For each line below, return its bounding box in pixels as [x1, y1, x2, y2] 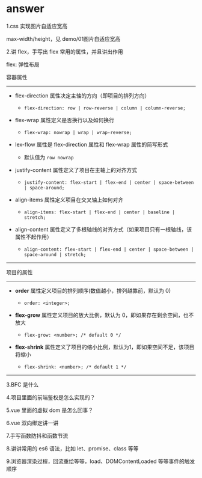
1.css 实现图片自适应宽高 [6, 22, 68, 29]
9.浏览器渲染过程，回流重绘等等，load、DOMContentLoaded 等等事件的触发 [6, 458, 195, 465]
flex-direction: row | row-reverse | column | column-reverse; [23, 105, 186, 111]
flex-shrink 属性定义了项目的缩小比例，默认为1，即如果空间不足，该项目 [14, 343, 195, 351]
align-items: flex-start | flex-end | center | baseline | [23, 209, 176, 215]
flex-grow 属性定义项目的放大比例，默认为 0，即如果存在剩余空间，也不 [14, 311, 194, 319]
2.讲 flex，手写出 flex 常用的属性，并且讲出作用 [6, 47, 123, 55]
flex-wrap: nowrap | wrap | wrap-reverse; [23, 129, 132, 135]
